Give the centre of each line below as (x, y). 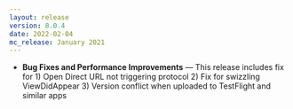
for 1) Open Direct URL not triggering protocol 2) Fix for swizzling (141, 77)
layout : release (39, 17)
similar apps (44, 96)
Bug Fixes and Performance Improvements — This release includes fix (153, 67)
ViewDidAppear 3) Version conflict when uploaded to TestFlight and (146, 86)
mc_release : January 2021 (57, 42)
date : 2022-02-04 (41, 34)
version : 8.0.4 (37, 26)
